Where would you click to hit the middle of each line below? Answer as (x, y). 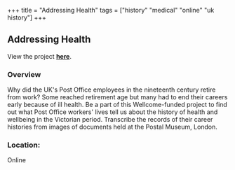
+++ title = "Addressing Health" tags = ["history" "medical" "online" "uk (111, 10)
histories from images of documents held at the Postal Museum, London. (112, 127)
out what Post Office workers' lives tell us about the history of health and (113, 112)
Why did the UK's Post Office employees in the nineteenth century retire (112, 90)
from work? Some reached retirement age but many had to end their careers (117, 97)
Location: (24, 145)
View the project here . (40, 56)
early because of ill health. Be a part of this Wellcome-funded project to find (117, 105)
